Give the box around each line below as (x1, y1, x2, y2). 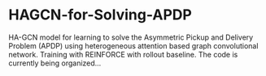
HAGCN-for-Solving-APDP (8, 6, 193, 24)
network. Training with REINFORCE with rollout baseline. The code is (8, 49, 238, 59)
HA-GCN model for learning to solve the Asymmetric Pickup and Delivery (8, 32, 254, 42)
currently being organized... (8, 58, 102, 68)
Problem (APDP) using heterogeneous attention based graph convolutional (8, 40, 259, 50)
